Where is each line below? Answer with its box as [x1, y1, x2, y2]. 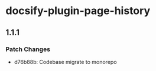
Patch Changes [5, 45, 51, 53]
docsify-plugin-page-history [5, 4, 151, 18]
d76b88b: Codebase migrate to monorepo [14, 58, 117, 65]
